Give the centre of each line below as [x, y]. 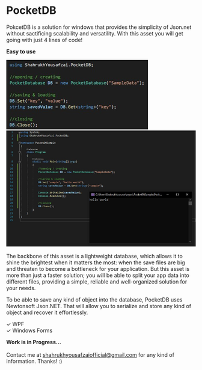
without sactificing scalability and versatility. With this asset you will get [95, 33]
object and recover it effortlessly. [47, 312]
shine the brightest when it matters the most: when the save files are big [96, 262]
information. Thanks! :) [34, 361]
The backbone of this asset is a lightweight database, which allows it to [95, 256]
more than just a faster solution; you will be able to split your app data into [98, 275]
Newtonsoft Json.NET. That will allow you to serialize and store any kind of [99, 306]
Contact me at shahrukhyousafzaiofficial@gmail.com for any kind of [90, 354]
